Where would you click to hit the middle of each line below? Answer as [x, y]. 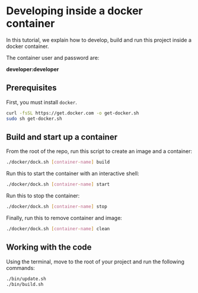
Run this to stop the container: [43, 196]
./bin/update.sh [26, 279]
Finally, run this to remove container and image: [64, 218]
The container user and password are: [53, 58]
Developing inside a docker [75, 11]
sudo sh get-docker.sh [34, 119]
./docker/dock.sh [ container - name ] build [58, 162]
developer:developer [33, 69]
